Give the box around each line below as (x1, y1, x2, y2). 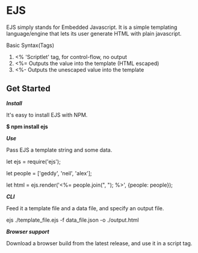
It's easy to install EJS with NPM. (6, 111, 88, 118)
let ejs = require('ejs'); (6, 158, 61, 165)
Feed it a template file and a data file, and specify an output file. (6, 204, 164, 211)
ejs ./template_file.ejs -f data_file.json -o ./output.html (6, 216, 140, 223)
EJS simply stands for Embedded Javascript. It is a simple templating (6, 23, 178, 31)
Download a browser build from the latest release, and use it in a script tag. (6, 239, 193, 247)
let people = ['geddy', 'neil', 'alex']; (6, 169, 92, 176)
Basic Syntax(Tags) (6, 42, 55, 49)
